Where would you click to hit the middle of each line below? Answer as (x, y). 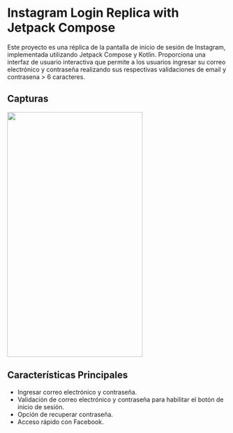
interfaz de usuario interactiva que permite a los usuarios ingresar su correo (116, 62)
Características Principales (68, 375)
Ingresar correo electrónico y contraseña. (77, 392)
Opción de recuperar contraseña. (65, 414)
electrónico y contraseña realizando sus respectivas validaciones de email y (117, 69)
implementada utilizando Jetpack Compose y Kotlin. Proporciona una (106, 55)
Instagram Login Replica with (93, 13)
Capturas (28, 99)
